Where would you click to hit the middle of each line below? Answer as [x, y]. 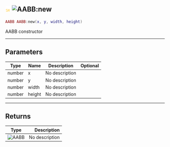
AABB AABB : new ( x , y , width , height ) [44, 22]
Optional [90, 66]
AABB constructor [24, 31]
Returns [18, 116]
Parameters [24, 52]
